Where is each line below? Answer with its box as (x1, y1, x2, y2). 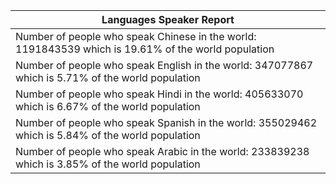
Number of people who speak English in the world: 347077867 (15, 59, 314, 72)
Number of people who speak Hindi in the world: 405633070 (15, 87, 304, 101)
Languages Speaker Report (101, 13, 235, 26)
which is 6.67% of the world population (15, 100, 201, 113)
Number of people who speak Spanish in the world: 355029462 (15, 116, 318, 129)
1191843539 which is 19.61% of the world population (15, 42, 275, 56)
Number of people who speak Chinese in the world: (15, 30, 257, 43)
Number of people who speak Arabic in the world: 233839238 (15, 145, 310, 158)
